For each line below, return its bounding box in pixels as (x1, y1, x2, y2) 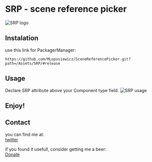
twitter (5, 136, 19, 142)
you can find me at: (5, 131, 44, 137)
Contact (5, 118, 30, 127)
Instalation (5, 34, 38, 42)
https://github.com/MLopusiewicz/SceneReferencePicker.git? (5, 57, 131, 62)
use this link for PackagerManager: (5, 47, 76, 53)
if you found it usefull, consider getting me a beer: (5, 146, 107, 152)
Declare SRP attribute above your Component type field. (5, 87, 119, 93)
